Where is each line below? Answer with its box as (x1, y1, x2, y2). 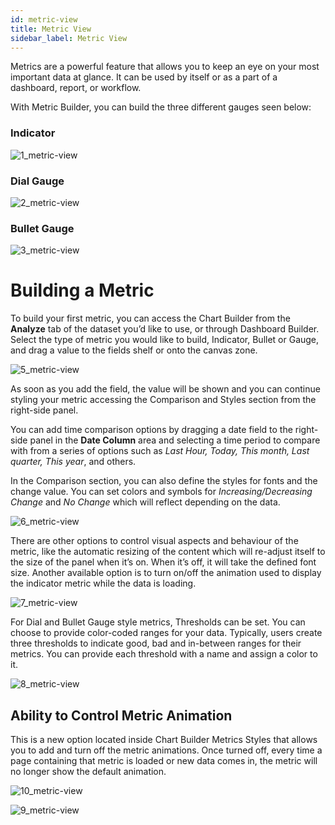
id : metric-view (10, 14, 78, 25)
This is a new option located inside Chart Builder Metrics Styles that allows (10, 734, 318, 746)
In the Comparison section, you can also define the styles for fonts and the (10, 475, 318, 487)
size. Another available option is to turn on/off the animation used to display (10, 567, 322, 579)
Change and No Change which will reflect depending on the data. (10, 496, 281, 508)
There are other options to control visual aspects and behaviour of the (10, 535, 299, 547)
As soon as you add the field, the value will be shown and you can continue (10, 383, 321, 395)
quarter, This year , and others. (10, 456, 137, 468)
